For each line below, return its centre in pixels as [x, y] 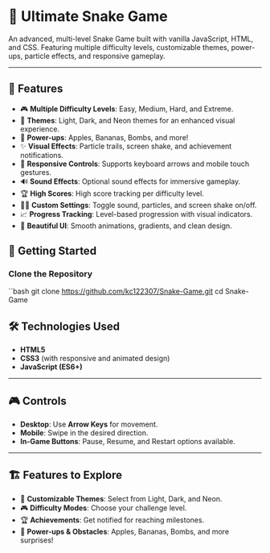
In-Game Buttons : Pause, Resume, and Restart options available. [127, 442]
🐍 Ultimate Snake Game [88, 17]
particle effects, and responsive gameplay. [95, 56]
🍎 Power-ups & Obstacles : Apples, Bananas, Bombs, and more [125, 531]
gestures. [36, 172]
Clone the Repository [51, 274]
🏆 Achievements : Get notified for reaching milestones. [112, 520]
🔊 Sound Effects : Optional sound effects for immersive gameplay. [130, 181]
